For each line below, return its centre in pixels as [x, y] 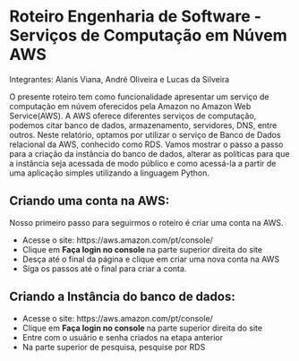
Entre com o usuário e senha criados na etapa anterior [123, 337]
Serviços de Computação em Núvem [149, 35]
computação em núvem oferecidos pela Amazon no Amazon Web [130, 106]
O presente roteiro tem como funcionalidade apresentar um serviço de [139, 97]
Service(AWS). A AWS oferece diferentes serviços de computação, [133, 116]
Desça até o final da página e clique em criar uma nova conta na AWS [151, 259]
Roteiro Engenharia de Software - [136, 17]
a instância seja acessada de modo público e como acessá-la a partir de [143, 163]
